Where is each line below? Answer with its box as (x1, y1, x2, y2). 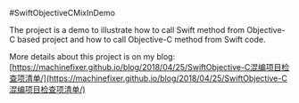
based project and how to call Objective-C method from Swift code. (17, 35, 266, 44)
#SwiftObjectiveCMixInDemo (9, 8, 116, 18)
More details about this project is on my (9, 51, 155, 61)
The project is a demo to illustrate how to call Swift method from (9, 25, 245, 35)
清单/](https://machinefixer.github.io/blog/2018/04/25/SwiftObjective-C (24, 73, 287, 83)
